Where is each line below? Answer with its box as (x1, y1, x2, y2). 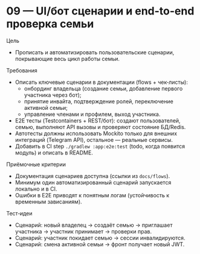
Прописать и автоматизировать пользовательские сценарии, (15, 48, 175, 56)
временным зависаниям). (15, 198, 83, 205)
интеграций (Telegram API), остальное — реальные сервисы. (15, 136, 173, 143)
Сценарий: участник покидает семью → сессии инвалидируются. (15, 234, 185, 241)
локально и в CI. (15, 185, 57, 192)
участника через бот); (24, 91, 82, 98)
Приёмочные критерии (6, 160, 66, 168)
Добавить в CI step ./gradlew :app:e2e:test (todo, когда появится (15, 142, 185, 150)
